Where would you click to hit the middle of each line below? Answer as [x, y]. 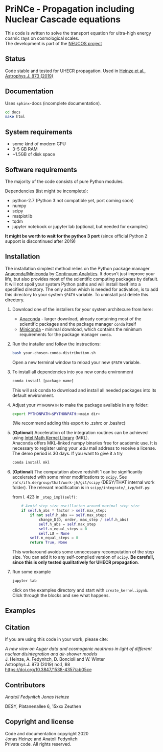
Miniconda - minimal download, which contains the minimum [81, 329]
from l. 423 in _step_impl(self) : [45, 497]
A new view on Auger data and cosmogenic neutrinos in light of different [79, 649]
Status [15, 59]
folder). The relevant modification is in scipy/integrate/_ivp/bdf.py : [81, 488]
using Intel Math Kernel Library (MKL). [50, 438]
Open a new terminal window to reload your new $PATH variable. [76, 362]
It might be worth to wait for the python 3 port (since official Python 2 [76, 236]
